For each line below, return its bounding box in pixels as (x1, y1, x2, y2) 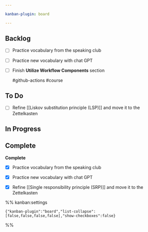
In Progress (5, 124, 41, 133)
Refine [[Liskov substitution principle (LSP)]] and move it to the (12, 105, 140, 111)
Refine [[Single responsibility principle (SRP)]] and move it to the (12, 184, 144, 190)
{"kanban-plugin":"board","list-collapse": (5, 209, 96, 214)
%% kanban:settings (5, 199, 48, 205)
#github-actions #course (12, 77, 63, 83)
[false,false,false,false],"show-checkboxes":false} (5, 213, 116, 218)
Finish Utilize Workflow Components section (12, 67, 105, 73)
